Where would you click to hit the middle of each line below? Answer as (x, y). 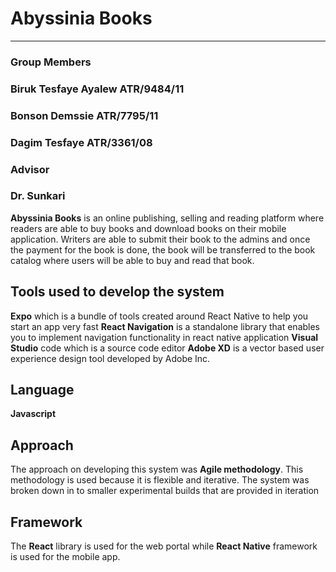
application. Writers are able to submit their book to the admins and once (160, 239)
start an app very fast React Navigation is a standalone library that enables (165, 326)
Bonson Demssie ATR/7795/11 (84, 115)
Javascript (33, 414)
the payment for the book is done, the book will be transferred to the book (163, 249)
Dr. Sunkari (38, 196)
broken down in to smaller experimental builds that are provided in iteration (165, 491)
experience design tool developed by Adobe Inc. (110, 358)
